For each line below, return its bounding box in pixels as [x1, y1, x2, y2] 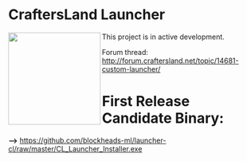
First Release [102, 92, 190, 111]
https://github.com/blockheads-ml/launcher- [19, 135, 167, 145]
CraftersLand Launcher [8, 6, 166, 24]
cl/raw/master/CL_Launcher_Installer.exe [8, 143, 143, 153]
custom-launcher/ [102, 64, 161, 73]
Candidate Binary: [102, 109, 225, 128]
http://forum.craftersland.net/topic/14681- [102, 56, 239, 65]
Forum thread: [102, 47, 149, 57]
